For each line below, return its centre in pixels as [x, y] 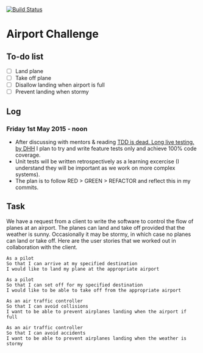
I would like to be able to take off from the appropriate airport [94, 290]
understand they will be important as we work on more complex [95, 168]
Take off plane [33, 78]
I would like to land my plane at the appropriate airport [83, 269]
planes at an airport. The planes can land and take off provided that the [96, 227]
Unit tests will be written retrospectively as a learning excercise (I [97, 161]
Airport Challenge [52, 34]
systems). [27, 174]
